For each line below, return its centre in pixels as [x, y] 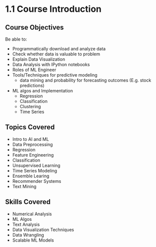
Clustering [30, 106]
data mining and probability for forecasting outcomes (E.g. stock [85, 80]
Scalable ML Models [33, 240]
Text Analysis [26, 224]
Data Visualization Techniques [43, 229]
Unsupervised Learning [36, 165]
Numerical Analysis [32, 214]
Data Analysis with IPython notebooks [51, 64]
